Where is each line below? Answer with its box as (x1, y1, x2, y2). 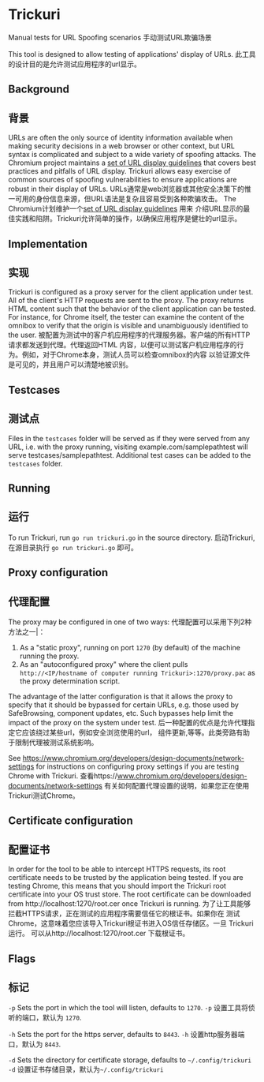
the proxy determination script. (19, 676, 121, 686)
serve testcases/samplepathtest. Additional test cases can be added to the (8, 450, 251, 459)
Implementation (8, 237, 88, 250)
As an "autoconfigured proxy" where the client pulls (19, 659, 188, 668)
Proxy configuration (8, 566, 109, 579)
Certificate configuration (8, 814, 133, 828)
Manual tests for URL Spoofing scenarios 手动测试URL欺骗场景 (8, 32, 212, 42)
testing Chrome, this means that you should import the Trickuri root (8, 882, 227, 891)
